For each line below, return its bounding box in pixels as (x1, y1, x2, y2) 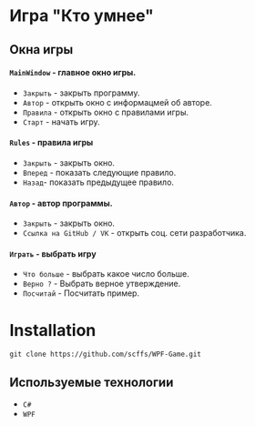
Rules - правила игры (9, 137, 94, 148)
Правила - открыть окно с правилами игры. (22, 106, 189, 117)
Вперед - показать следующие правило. (22, 167, 177, 177)
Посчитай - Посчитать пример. (22, 288, 139, 299)
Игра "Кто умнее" (9, 5, 155, 26)
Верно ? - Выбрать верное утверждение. (22, 279, 181, 289)
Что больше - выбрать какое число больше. (22, 269, 189, 279)
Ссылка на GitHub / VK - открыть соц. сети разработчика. (22, 228, 247, 238)
